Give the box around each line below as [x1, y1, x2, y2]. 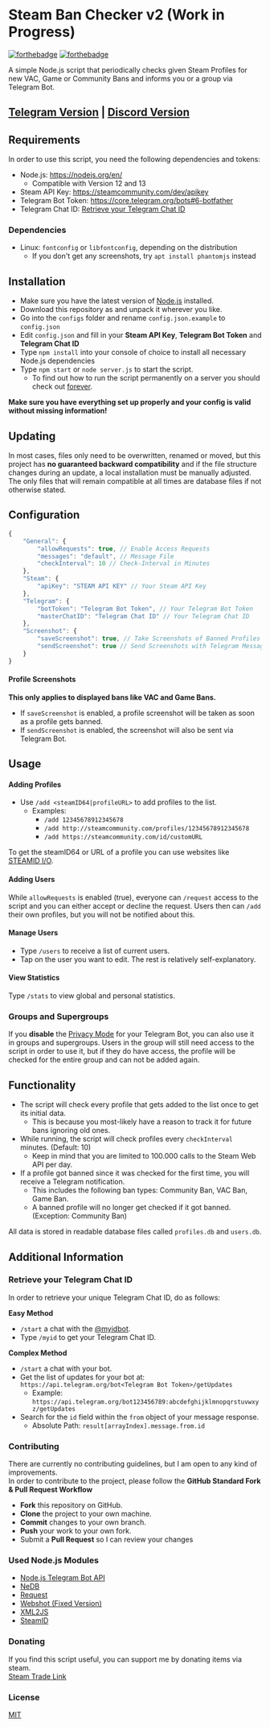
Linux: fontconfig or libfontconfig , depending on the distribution [19, 243, 238, 252]
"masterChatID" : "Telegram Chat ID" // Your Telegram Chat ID [37, 612, 250, 620]
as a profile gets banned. [19, 716, 103, 726]
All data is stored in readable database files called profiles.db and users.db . [8, 1227, 262, 1237]
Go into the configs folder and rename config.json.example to [19, 313, 226, 323]
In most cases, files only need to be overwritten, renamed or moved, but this [8, 451, 261, 460]
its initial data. [19, 1109, 67, 1118]
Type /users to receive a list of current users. [19, 946, 170, 955]
